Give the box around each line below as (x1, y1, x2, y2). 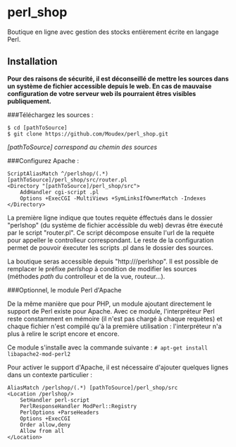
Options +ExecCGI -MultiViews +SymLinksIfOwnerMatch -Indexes (20, 195, 206, 202)
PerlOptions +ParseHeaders (20, 409, 99, 416)
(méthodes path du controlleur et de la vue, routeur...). (7, 272, 166, 280)
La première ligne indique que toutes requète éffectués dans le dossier (7, 213, 213, 222)
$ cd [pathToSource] (7, 124, 68, 131)
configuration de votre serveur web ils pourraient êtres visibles (7, 89, 197, 97)
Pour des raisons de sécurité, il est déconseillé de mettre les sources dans (7, 74, 229, 83)
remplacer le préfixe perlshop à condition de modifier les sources (7, 264, 197, 273)
